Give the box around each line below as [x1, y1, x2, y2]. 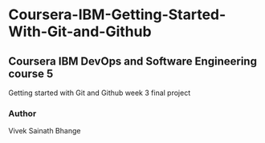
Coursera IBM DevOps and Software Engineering [8, 54, 257, 68]
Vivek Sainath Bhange [8, 126, 81, 136]
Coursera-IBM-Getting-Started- [8, 6, 226, 24]
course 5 [8, 66, 54, 81]
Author [8, 108, 37, 119]
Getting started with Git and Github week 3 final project [8, 88, 191, 97]
